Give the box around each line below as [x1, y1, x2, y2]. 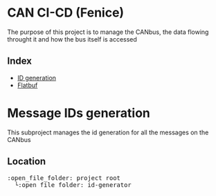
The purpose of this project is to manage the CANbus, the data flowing [7, 28, 209, 36]
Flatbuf [17, 81, 38, 89]
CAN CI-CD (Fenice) [7, 5, 125, 21]
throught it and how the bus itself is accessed [7, 35, 137, 43]
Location [7, 156, 46, 168]
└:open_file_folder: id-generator [14, 181, 132, 188]
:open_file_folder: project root [7, 174, 121, 181]
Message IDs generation [7, 105, 150, 121]
